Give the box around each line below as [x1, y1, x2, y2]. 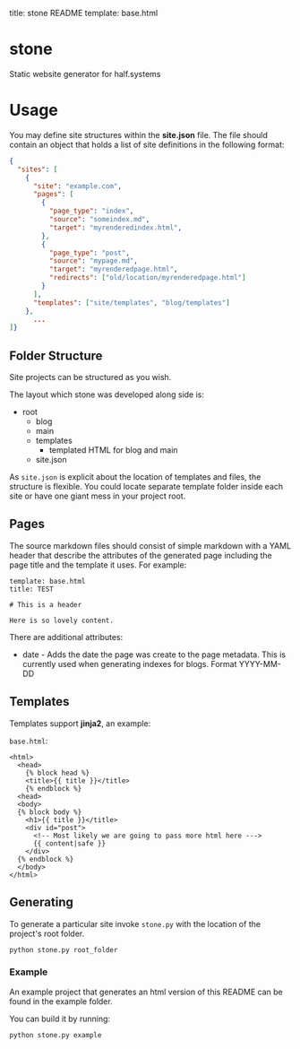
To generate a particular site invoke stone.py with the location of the [9, 918, 261, 929]
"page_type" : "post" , [48, 248, 130, 257]
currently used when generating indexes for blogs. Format [21, 658, 237, 669]
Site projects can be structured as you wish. [9, 372, 172, 383]
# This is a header [9, 600, 82, 609]
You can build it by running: [9, 1013, 110, 1024]
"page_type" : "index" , [48, 206, 134, 216]
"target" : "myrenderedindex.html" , [48, 223, 182, 232]
